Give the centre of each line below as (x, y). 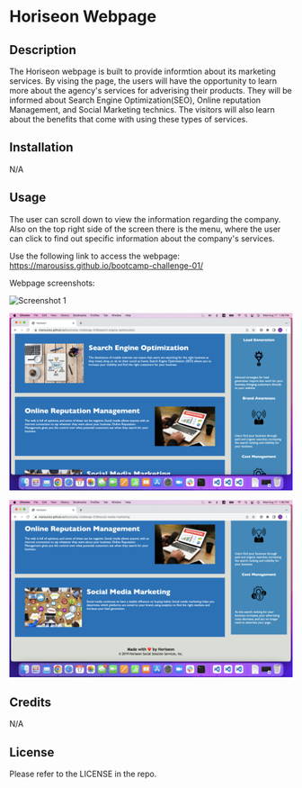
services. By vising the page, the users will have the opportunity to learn (143, 81)
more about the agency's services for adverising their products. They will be (151, 91)
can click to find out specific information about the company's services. (142, 238)
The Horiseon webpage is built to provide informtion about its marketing (142, 71)
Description (43, 50)
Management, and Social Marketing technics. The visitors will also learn (142, 109)
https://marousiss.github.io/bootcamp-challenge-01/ (107, 265)
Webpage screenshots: (53, 283)
